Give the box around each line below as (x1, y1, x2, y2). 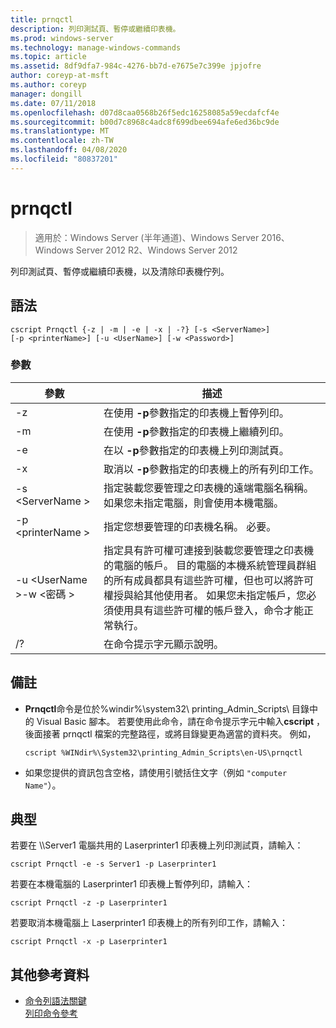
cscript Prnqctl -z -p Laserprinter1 (10, 898, 168, 908)
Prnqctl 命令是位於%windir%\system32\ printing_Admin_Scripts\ (24, 702, 290, 715)
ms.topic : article (10, 52, 87, 62)
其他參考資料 (10, 966, 90, 983)
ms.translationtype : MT (10, 126, 110, 136)
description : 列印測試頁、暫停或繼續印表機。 (10, 24, 181, 34)
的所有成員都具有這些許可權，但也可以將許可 (103, 573, 314, 587)
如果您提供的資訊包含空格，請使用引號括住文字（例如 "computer (24, 766, 288, 778)
